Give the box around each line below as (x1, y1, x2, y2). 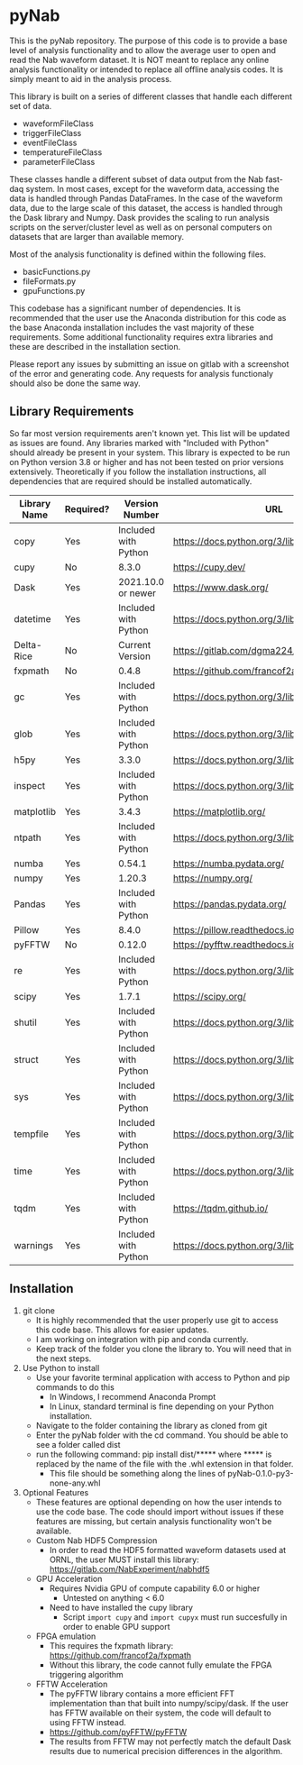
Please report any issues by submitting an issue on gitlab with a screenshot (9, 358, 289, 370)
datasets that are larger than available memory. (9, 231, 185, 242)
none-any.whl (49, 1477, 101, 1488)
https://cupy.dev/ (172, 561, 246, 573)
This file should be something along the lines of (49, 1468, 226, 1478)
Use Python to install (22, 1362, 100, 1373)
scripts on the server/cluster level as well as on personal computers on (9, 222, 272, 233)
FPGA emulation (35, 1631, 96, 1642)
